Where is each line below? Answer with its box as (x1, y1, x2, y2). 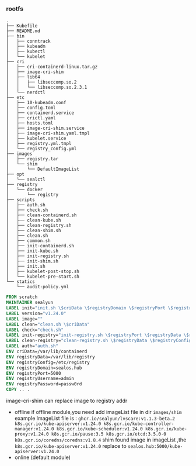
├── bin (6, 33, 25, 39)
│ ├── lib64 (6, 74, 41, 80)
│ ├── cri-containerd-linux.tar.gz (6, 64, 98, 70)
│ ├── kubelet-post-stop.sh (6, 268, 80, 275)
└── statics (6, 279, 35, 285)
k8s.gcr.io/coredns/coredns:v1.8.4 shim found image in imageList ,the (14, 436, 187, 443)
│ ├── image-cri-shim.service (6, 125, 85, 132)
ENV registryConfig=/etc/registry (6, 359, 90, 365)
